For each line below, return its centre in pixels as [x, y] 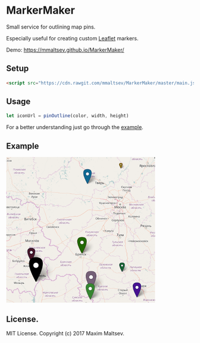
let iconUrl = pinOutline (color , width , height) [68, 116]
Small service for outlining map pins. [51, 27]
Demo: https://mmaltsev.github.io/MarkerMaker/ [65, 50]
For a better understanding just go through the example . [75, 127]
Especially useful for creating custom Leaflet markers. [72, 38]
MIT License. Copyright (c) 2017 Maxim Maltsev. [65, 333]
